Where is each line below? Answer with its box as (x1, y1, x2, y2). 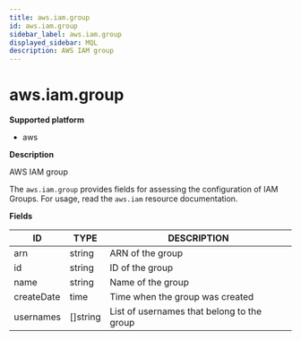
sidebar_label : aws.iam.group (9, 30, 123, 38)
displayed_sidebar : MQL (9, 38, 99, 47)
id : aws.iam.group (9, 21, 78, 30)
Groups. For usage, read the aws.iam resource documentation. (9, 193, 238, 204)
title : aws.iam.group (9, 13, 90, 22)
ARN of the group (109, 247, 184, 259)
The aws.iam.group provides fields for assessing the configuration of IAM (9, 184, 279, 195)
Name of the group (109, 276, 190, 289)
